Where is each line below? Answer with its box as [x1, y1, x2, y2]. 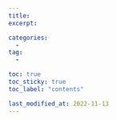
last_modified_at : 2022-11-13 [8, 99, 110, 108]
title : [8, 11, 30, 20]
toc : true [8, 70, 42, 78]
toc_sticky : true [8, 78, 67, 86]
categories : [8, 34, 48, 42]
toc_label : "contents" [8, 85, 84, 93]
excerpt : [8, 19, 38, 27]
